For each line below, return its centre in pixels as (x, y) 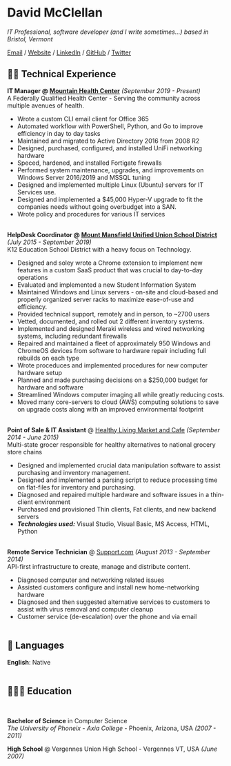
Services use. (37, 192)
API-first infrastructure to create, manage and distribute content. (99, 566)
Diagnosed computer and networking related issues (91, 580)
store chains (25, 452)
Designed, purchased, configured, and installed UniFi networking (109, 148)
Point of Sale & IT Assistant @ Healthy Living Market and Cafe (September (114, 430)
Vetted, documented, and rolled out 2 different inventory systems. (111, 321)
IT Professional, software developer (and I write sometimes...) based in (108, 32)
